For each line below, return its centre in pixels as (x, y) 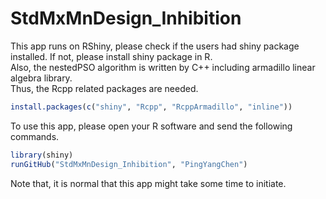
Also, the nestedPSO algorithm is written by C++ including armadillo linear (163, 67)
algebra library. (41, 78)
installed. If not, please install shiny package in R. (111, 56)
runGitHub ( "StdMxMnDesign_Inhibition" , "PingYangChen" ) (129, 164)
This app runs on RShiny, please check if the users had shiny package (155, 46)
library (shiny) (42, 155)
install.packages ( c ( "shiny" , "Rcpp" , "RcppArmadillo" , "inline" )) (151, 107)
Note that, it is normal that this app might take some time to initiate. (148, 183)
